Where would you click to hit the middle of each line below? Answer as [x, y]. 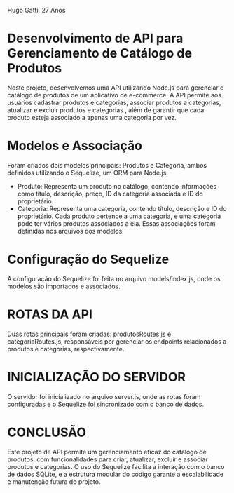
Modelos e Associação [75, 146]
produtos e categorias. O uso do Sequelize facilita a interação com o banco [116, 466]
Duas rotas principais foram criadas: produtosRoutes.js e [89, 334]
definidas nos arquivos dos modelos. [70, 231]
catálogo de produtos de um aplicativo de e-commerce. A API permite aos [115, 95]
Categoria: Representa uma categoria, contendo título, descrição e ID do [122, 208]
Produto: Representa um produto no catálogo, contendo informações [117, 186]
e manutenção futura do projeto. [54, 481]
